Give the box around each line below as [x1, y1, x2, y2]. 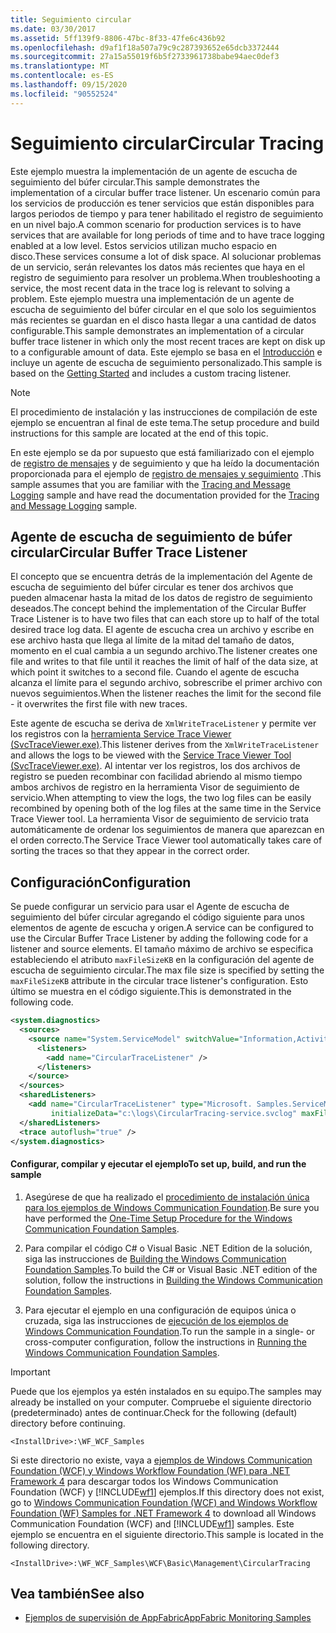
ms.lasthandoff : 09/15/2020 [10, 80, 128, 90]
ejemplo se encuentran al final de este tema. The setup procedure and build [10, 416, 320, 428]
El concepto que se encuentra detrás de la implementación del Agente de [10, 571, 313, 583]
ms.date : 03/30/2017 [10, 24, 97, 34]
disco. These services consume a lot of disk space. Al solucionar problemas [10, 250, 322, 262]
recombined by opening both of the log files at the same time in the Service [10, 802, 322, 815]
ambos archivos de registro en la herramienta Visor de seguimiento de [10, 781, 300, 793]
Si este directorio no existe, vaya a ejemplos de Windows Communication [10, 1454, 313, 1466]
